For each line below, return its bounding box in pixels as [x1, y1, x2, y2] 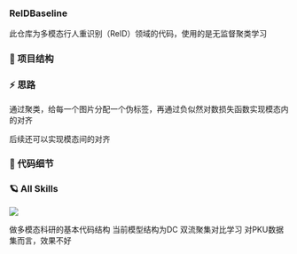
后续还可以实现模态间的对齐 [9, 133, 111, 144]
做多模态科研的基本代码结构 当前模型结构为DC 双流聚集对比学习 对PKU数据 [9, 224, 284, 234]
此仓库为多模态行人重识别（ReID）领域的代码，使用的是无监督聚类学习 [9, 28, 268, 39]
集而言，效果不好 [9, 234, 72, 246]
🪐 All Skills [9, 183, 59, 195]
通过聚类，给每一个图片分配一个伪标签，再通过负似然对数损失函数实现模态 [9, 103, 281, 114]
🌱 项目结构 [9, 52, 55, 65]
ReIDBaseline [9, 7, 68, 20]
